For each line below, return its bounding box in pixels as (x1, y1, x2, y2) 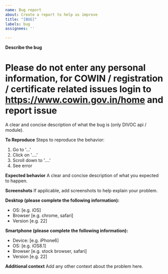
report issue (5, 105, 57, 117)
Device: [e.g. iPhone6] (12, 238, 59, 244)
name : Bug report (5, 7, 42, 13)
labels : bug (5, 21, 30, 27)
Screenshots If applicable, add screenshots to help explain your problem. (5, 188, 158, 194)
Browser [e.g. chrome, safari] (12, 212, 74, 218)
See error (12, 162, 33, 169)
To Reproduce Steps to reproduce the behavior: (5, 137, 105, 143)
